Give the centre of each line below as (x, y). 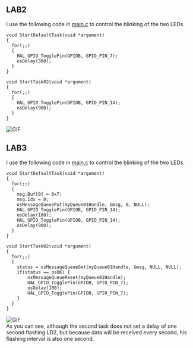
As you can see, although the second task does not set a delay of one (91, 326)
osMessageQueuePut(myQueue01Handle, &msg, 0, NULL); (83, 205)
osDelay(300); (34, 61)
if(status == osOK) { (43, 272)
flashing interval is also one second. (50, 338)
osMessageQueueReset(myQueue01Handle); (77, 277)
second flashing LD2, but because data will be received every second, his (96, 332)
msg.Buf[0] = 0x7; (39, 194)
